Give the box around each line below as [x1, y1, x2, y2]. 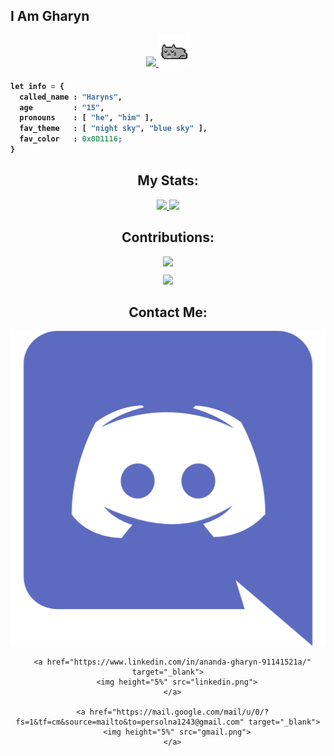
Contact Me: [128, 304, 208, 321]
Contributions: [121, 229, 215, 246]
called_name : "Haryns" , [19, 92, 123, 102]
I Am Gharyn [10, 8, 90, 25]
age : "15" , [19, 102, 105, 113]
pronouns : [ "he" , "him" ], [19, 113, 155, 123]
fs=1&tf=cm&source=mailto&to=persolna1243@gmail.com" [15, 717, 245, 728]
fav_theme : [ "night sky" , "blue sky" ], [19, 124, 208, 134]
